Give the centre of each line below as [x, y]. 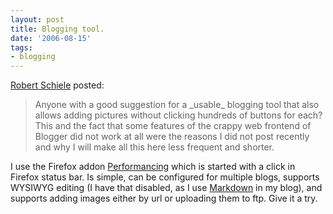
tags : [21, 47]
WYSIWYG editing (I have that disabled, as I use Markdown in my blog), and [166, 188]
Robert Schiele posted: [57, 85]
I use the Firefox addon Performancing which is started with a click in [153, 167]
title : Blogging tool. [57, 29]
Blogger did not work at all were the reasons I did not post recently [172, 137]
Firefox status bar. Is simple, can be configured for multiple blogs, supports [165, 177]
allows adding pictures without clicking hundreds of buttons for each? [178, 115]
